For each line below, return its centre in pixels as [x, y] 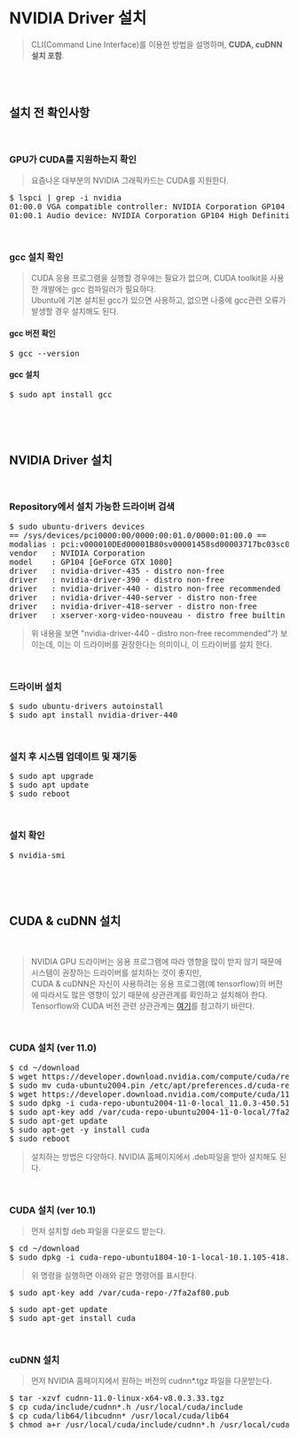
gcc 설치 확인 [36, 256]
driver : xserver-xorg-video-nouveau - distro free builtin [147, 615]
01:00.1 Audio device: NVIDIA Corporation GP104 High [129, 216]
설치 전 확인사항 [50, 113]
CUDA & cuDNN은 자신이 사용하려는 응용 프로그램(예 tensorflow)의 [149, 983]
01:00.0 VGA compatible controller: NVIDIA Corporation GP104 [147, 207]
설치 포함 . [47, 55]
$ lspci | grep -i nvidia [66, 198]
